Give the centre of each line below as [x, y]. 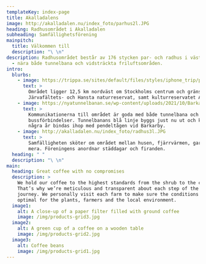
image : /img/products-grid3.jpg [59, 217]
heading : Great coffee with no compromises [68, 172]
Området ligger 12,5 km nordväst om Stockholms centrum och [107, 92]
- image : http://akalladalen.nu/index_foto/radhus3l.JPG [92, 132]
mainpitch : [20, 40]
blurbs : [22, 75]
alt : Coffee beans [41, 246]
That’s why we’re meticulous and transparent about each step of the [108, 189]
